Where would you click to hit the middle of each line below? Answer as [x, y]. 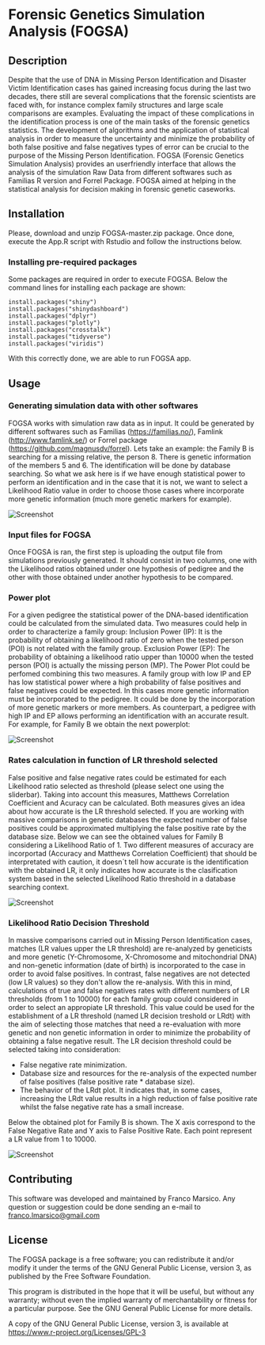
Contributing [40, 1179]
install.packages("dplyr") [53, 316]
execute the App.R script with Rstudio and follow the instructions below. [125, 241]
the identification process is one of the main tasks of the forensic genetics [129, 122]
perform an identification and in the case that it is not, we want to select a [128, 482]
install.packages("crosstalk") [60, 330]
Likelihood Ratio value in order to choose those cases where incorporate [126, 490]
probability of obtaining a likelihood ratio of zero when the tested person [126, 640]
